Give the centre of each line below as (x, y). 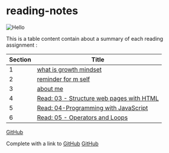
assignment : (22, 45)
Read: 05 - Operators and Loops (82, 118)
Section (20, 59)
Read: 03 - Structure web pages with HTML (98, 98)
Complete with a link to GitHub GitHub (52, 144)
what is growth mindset (69, 69)
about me (50, 89)
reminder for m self (64, 79)
